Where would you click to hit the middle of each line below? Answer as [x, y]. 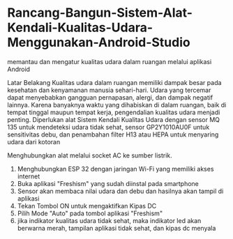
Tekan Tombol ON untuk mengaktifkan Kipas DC [87, 206]
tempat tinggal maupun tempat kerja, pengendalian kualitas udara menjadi [114, 112]
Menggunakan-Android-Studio [99, 43]
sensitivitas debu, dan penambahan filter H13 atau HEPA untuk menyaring [113, 134]
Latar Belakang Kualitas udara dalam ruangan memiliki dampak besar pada [114, 82]
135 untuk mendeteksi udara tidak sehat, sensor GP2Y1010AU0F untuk [108, 127]
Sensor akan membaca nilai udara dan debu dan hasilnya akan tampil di [120, 191]
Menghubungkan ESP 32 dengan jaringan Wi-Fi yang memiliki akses [115, 169]
